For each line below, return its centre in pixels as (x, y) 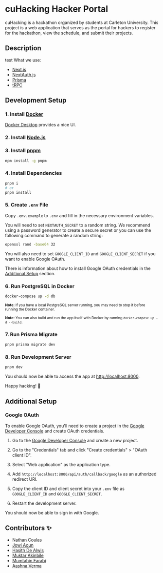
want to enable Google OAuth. (35, 259)
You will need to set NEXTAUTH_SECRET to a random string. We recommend (78, 225)
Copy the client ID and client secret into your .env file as (68, 489)
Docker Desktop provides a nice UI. (41, 125)
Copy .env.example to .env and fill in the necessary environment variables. (80, 215)
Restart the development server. (44, 503)
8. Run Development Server (38, 357)
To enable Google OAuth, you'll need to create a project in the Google (75, 426)
